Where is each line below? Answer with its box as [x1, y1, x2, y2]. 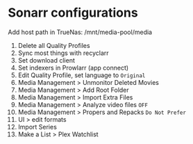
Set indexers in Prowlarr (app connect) [17, 63, 129, 72]
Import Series [17, 122, 58, 131]
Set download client [17, 56, 75, 64]
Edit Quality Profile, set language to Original [17, 71, 146, 79]
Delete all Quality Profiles [17, 41, 90, 49]
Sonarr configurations [8, 5, 138, 21]
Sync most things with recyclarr [17, 49, 110, 57]
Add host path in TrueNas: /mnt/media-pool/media [8, 28, 152, 36]
